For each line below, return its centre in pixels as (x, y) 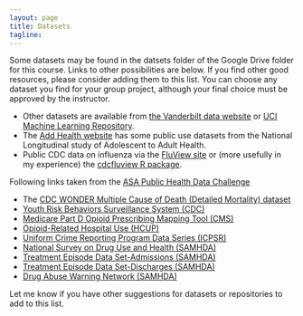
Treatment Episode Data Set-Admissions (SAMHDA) (119, 257)
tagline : (26, 34)
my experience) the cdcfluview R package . (102, 165)
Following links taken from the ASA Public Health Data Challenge (130, 182)
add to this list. (37, 303)
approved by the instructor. (60, 99)
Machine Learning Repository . (78, 126)
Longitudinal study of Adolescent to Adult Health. (114, 145)
